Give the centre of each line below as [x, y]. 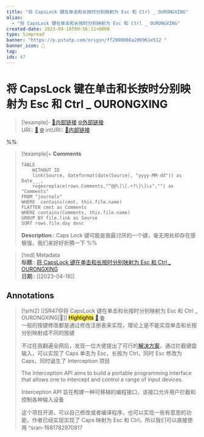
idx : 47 [16, 57]
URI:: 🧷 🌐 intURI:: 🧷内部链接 [55, 130]
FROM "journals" [42, 197]
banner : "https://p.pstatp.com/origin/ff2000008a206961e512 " [87, 40]
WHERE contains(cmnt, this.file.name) [72, 202]
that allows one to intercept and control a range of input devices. [102, 379]
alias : [15, 18]
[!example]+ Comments [51, 154]
